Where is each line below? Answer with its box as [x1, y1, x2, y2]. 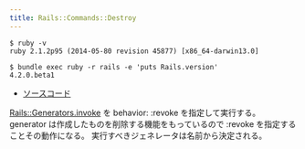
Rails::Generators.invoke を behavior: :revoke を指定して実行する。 [9, 107, 261, 118]
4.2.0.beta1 [9, 70, 55, 80]
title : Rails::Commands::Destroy [9, 13, 137, 23]
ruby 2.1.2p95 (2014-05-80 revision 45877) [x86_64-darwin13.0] [9, 47, 259, 56]
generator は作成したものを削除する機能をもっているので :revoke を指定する [9, 118, 297, 129]
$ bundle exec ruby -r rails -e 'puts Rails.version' [9, 62, 219, 71]
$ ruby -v [9, 38, 47, 48]
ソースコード [22, 88, 71, 99]
